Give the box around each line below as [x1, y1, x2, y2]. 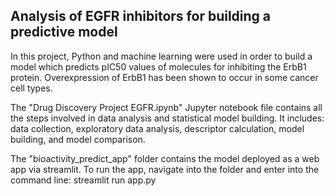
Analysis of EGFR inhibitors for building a [10, 8, 272, 25]
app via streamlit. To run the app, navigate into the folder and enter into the [10, 163, 320, 175]
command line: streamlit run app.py [10, 174, 157, 186]
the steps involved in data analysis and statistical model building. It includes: [10, 112, 325, 124]
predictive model [10, 24, 118, 41]
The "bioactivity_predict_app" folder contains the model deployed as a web [10, 152, 320, 164]
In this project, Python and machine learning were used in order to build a [10, 50, 313, 62]
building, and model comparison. [10, 133, 146, 145]
